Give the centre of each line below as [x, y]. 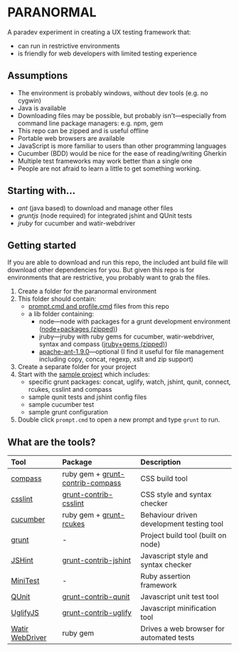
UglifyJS [25, 613]
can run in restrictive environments [69, 46]
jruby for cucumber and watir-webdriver [76, 223]
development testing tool [182, 524]
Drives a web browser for [183, 629]
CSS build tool [164, 479]
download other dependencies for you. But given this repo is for [101, 270]
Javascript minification [179, 609]
